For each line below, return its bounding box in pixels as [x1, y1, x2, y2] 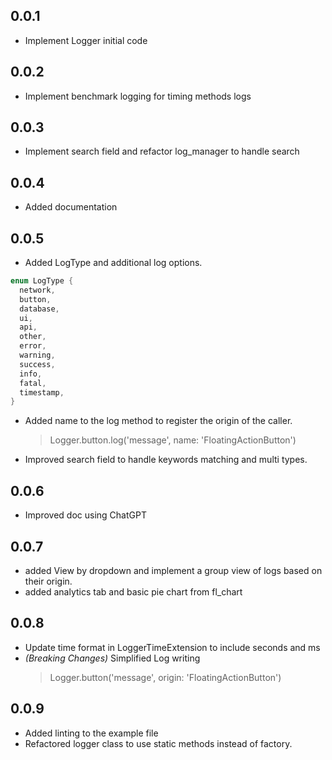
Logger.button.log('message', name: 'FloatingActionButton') [49, 434, 297, 446]
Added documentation [24, 201, 118, 213]
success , [19, 359, 56, 369]
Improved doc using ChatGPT [24, 509, 147, 521]
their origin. [24, 575, 73, 587]
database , [19, 304, 60, 314]
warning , [19, 350, 56, 361]
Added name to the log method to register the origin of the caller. [24, 415, 293, 427]
